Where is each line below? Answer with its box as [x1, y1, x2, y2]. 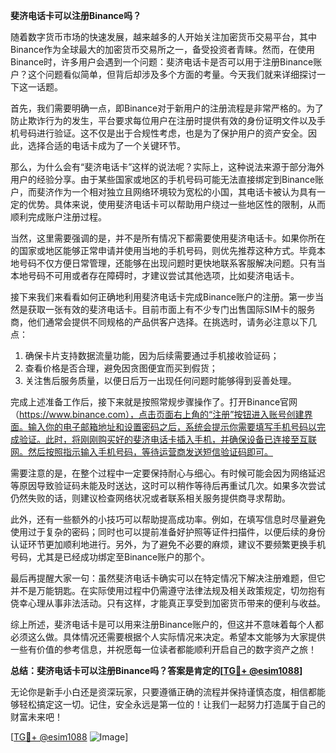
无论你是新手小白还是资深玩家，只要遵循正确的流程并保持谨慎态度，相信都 [10, 686, 317, 698]
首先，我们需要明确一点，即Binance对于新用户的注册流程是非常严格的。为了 [10, 102, 325, 114]
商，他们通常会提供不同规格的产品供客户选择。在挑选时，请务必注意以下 [10, 316, 308, 328]
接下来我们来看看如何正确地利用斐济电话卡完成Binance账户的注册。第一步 [10, 291, 316, 303]
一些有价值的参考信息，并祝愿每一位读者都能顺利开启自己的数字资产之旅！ [10, 644, 317, 655]
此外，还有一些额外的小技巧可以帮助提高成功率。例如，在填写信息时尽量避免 [10, 514, 326, 525]
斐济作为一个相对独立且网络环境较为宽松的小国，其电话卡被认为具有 [36, 186, 317, 198]
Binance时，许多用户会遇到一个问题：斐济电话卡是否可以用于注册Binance [10, 56, 314, 68]
